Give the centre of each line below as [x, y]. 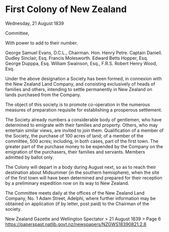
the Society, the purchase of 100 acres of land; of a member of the [74, 135]
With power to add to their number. [42, 43]
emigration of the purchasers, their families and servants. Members [75, 152]
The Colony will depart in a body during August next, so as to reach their [81, 167]
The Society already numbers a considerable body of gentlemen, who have [83, 119]
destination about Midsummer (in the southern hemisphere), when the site [82, 172]
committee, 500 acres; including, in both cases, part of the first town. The [82, 141]
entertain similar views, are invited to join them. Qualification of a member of [84, 130]
